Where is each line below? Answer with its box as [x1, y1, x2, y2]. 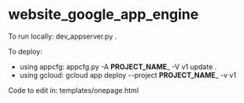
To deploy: [8, 46, 43, 56]
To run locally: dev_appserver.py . [8, 31, 117, 41]
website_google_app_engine [8, 6, 199, 24]
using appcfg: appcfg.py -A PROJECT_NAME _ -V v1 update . [19, 61, 217, 72]
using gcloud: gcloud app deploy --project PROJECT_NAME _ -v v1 [19, 70, 237, 79]
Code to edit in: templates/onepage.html [8, 85, 139, 95]
